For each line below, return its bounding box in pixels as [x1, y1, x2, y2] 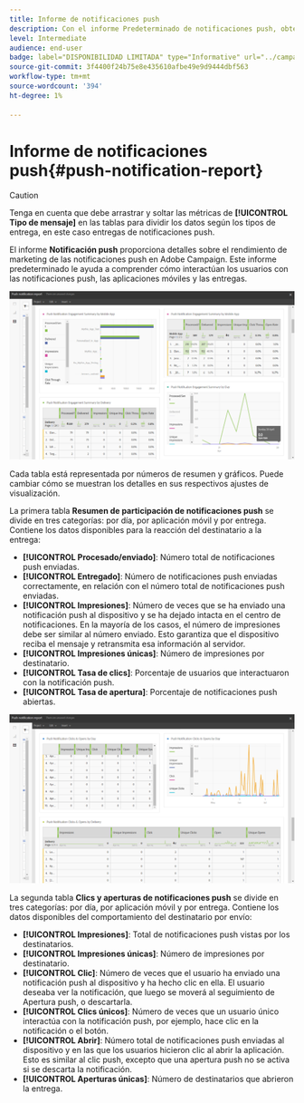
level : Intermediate [9, 34, 88, 43]
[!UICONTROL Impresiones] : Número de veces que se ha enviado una [22, 600, 286, 611]
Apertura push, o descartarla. [22, 996, 133, 1007]
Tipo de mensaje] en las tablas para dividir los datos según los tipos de [9, 218, 276, 228]
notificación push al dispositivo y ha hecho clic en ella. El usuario [22, 977, 265, 988]
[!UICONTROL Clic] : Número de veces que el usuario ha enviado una [22, 967, 280, 978]
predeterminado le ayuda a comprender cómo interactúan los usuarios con [9, 264, 289, 275]
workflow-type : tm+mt [9, 73, 91, 82]
